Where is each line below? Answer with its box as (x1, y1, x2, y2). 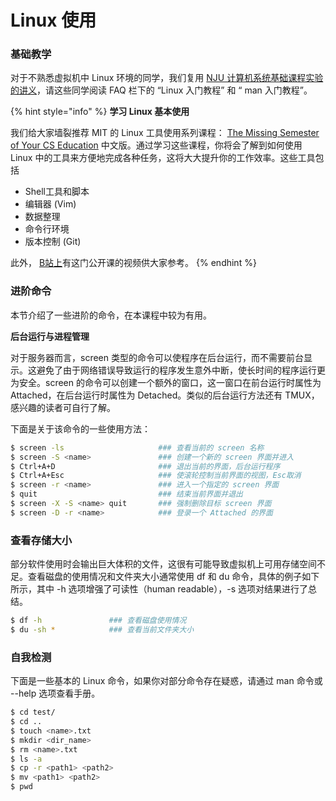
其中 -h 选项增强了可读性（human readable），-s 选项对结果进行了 (36, 583, 309, 595)
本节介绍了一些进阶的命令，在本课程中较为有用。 (10, 309, 212, 321)
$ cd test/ (10, 707, 56, 718)
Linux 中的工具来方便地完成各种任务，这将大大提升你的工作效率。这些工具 (10, 152, 316, 164)
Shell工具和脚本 (24, 186, 90, 198)
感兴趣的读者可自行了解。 (10, 401, 116, 413)
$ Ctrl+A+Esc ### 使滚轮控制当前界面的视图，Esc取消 (10, 471, 302, 481)
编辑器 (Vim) (24, 198, 77, 210)
